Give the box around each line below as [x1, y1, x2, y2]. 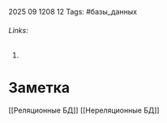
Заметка [8, 78, 71, 97]
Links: [8, 25, 28, 35]
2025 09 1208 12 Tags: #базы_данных [8, 7, 138, 16]
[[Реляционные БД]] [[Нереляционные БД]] [8, 105, 160, 116]
